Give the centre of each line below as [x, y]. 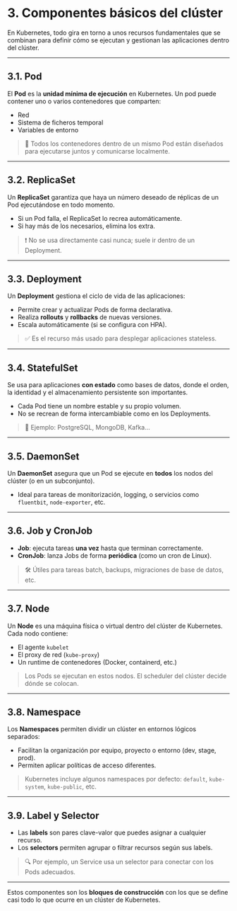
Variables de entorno [48, 130]
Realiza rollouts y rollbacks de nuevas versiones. [90, 317]
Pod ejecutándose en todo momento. [61, 205]
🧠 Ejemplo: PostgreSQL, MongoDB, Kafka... [87, 428]
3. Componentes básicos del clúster [115, 13]
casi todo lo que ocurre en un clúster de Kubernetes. [84, 900]
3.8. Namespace [44, 712]
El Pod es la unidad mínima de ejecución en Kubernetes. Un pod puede [112, 93]
